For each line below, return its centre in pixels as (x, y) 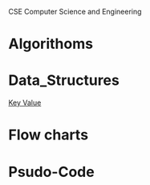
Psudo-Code (51, 172)
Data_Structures (64, 80)
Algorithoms (51, 44)
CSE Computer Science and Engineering (75, 12)
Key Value (25, 103)
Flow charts (49, 135)
